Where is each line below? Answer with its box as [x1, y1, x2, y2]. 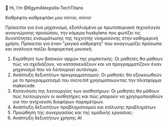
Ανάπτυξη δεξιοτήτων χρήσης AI [12, 115, 82, 121]
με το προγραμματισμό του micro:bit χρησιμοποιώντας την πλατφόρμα [12, 77, 162, 83]
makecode [12, 82, 35, 89]
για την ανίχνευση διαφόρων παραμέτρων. [12, 99, 104, 105]
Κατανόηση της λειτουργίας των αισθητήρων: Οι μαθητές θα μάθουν [12, 88, 159, 94]
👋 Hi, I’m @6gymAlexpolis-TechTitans [5, 5, 83, 11]
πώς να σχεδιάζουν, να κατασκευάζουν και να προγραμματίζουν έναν [12, 61, 162, 67]
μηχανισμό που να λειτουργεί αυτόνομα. [12, 66, 99, 72]
